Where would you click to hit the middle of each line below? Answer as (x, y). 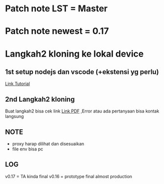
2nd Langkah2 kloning (40, 99)
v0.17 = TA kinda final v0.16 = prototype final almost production (69, 176)
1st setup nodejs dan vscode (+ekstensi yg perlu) (82, 72)
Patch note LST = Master (56, 9)
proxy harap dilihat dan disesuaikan (48, 144)
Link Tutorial (18, 84)
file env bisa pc (27, 149)
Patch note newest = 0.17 (57, 31)
